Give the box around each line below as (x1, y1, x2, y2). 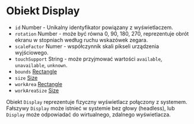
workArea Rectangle (14, 80, 62, 87)
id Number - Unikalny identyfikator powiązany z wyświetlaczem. (14, 24, 173, 31)
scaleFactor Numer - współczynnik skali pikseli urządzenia (14, 43, 159, 50)
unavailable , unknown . (14, 61, 68, 69)
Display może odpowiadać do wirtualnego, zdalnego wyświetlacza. (6, 111, 171, 118)
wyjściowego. (14, 49, 49, 56)
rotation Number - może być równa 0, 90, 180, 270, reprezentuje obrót (14, 30, 189, 37)
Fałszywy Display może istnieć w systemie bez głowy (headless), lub (6, 104, 175, 112)
